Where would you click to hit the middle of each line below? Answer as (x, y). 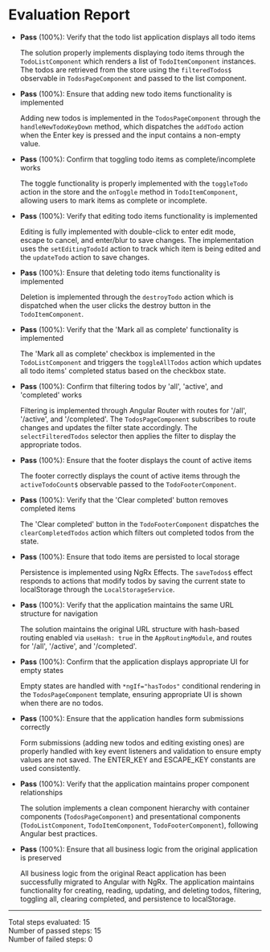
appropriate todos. (51, 445)
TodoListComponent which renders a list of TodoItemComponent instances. (138, 61)
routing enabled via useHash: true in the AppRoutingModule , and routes (136, 638)
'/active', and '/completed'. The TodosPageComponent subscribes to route (138, 419)
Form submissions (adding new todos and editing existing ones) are (132, 742)
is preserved (41, 857)
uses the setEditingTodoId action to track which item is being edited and (140, 248)
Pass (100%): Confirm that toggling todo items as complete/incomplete (137, 159)
